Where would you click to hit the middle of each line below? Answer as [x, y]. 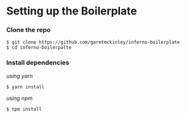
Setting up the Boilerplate [72, 11]
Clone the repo [28, 30]
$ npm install [24, 109]
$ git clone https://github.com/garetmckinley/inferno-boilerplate [93, 42]
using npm [19, 98]
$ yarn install [25, 87]
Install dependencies [38, 63]
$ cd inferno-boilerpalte [39, 48]
